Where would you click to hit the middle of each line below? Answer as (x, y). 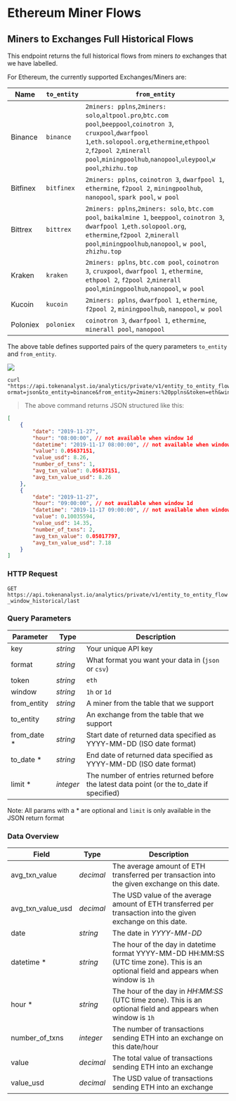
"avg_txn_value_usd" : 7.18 (72, 543)
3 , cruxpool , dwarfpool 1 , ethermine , (144, 271)
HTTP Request (33, 574)
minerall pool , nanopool (125, 329)
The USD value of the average (162, 895)
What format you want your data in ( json (153, 660)
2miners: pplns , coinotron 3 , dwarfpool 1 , (155, 179)
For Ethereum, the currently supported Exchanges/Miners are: (97, 77)
